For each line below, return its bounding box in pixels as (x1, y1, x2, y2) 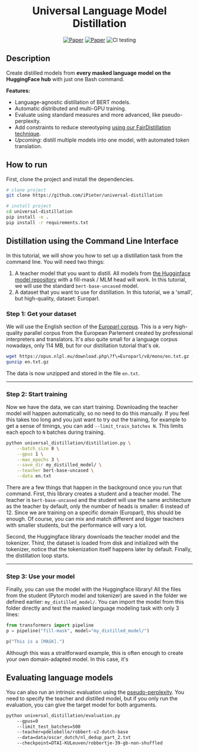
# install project (6, 203, 52, 209)
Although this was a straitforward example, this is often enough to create (6, 649, 184, 657)
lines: (6, 611, 20, 618)
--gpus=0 (17, 718, 38, 724)
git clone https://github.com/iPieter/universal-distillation (6, 193, 163, 199)
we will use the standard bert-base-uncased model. (14, 282, 139, 289)
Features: (6, 87, 31, 94)
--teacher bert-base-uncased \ (17, 468, 94, 473)
